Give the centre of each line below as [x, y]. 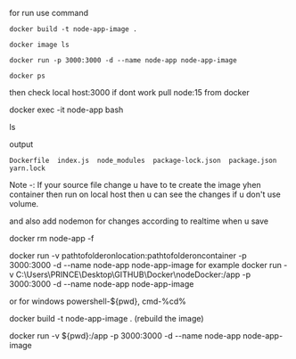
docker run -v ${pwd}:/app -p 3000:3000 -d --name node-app [125, 336]
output [21, 144]
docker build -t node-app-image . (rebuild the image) [107, 318]
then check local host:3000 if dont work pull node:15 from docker [129, 92]
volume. [24, 204]
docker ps [28, 76]
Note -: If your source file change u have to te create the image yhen [135, 185]
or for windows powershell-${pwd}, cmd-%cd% [98, 301]
